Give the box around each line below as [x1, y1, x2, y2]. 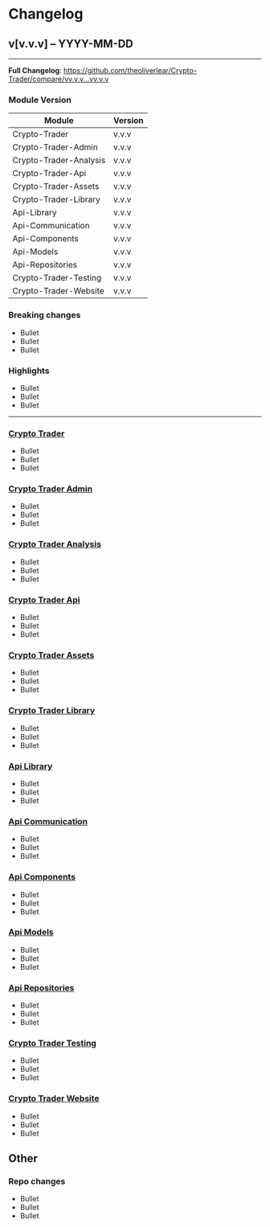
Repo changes [8, 1176, 66, 1187]
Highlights [8, 365, 50, 376]
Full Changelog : [8, 66, 62, 75]
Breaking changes [8, 310, 81, 321]
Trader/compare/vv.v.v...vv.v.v [8, 74, 109, 84]
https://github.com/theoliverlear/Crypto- [63, 66, 197, 75]
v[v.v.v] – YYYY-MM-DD [8, 37, 134, 51]
